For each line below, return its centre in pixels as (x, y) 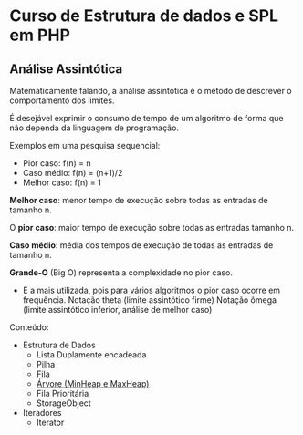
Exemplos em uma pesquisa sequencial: (85, 145)
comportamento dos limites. (62, 100)
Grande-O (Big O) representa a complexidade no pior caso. (121, 273)
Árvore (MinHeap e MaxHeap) (93, 383)
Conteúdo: (29, 327)
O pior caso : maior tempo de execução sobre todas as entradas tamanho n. (152, 228)
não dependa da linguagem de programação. (94, 128)
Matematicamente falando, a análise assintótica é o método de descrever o (151, 91)
